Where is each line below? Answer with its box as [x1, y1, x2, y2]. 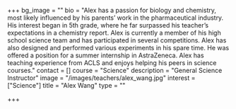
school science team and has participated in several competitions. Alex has [7, 36, 227, 45]
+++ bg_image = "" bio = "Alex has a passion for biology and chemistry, [7, 6, 217, 14]
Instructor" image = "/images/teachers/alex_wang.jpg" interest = [7, 74, 196, 82]
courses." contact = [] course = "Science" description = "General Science [7, 67, 223, 74]
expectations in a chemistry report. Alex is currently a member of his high [7, 28, 221, 37]
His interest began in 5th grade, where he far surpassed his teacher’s [7, 21, 209, 29]
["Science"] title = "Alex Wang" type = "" [7, 81, 126, 89]
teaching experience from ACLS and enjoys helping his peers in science [7, 59, 217, 67]
